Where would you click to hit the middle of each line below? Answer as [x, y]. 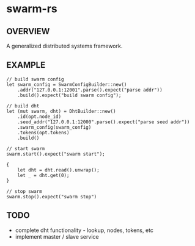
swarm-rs [32, 9]
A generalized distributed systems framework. [64, 46]
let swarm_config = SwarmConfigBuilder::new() [67, 84]
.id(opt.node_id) [39, 117]
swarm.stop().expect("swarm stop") [52, 197]
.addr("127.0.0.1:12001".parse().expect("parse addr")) [90, 90]
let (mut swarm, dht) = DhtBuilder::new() [61, 111]
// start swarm [26, 148]
